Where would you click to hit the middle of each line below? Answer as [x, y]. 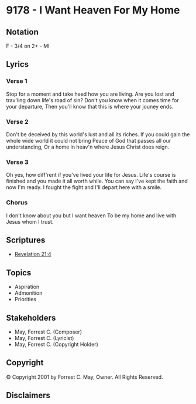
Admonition [28, 293]
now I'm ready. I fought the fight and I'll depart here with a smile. [84, 187]
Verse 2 [17, 122]
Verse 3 [17, 162]
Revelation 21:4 [33, 254]
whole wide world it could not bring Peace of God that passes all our [89, 140]
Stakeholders [31, 318]
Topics [19, 273]
